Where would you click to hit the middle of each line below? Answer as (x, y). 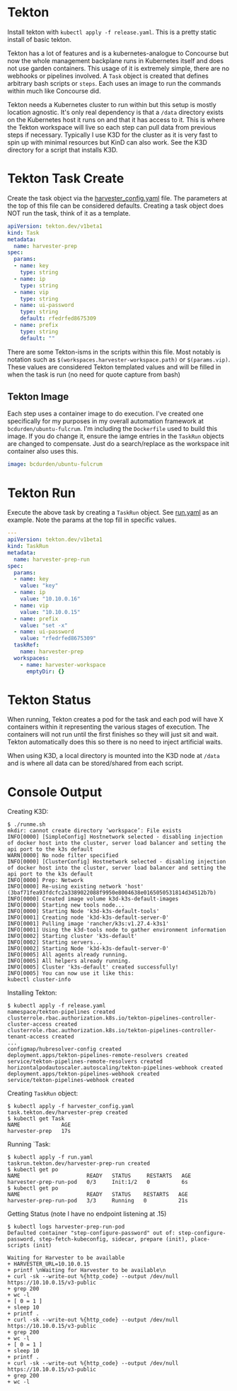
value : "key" (39, 586)
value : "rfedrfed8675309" (58, 639)
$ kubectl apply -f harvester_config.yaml (71, 1107)
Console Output (55, 792)
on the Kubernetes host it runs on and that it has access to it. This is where (116, 119)
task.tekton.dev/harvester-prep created (68, 1113)
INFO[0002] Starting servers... (55, 943)
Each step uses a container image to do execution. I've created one (105, 414)
